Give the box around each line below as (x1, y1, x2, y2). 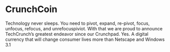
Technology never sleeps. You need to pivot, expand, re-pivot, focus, (5, 20, 150, 26)
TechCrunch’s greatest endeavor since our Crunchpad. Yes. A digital (5, 31, 149, 37)
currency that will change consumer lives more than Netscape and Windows (5, 36, 165, 42)
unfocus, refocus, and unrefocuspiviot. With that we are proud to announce (5, 25, 163, 31)
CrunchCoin (5, 4, 57, 15)
